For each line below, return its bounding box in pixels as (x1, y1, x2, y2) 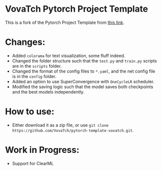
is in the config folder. (12, 73, 57, 79)
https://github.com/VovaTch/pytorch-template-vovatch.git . (12, 127, 134, 133)
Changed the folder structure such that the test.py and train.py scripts (12, 57, 157, 64)
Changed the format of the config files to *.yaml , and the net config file (12, 68, 155, 74)
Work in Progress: (5, 145, 80, 155)
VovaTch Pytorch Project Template (5, 3, 148, 15)
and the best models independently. (12, 89, 84, 95)
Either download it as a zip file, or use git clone (12, 122, 109, 128)
